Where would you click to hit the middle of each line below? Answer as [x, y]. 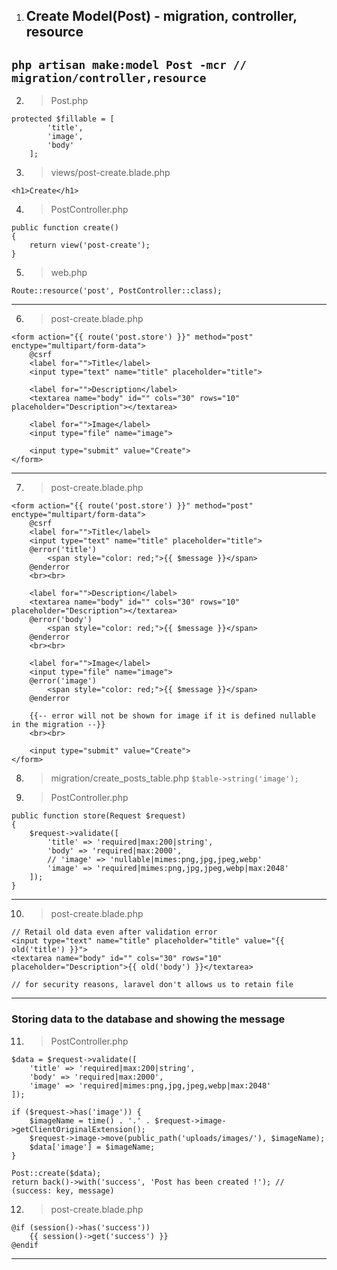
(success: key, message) [63, 1190]
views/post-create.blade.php [110, 173]
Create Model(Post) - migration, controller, [161, 16]
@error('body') [61, 620]
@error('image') [63, 681]
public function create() [65, 228]
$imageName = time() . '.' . [90, 1120]
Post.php [69, 101]
